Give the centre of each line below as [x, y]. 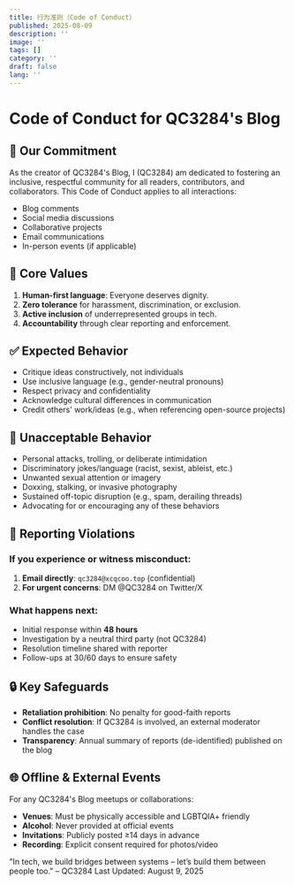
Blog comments [50, 208]
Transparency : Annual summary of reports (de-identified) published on [152, 740]
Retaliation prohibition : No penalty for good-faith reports [126, 712]
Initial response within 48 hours [80, 629]
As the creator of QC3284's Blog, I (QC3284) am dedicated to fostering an [145, 172]
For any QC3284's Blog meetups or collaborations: [102, 799]
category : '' [33, 58]
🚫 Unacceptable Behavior [80, 437]
